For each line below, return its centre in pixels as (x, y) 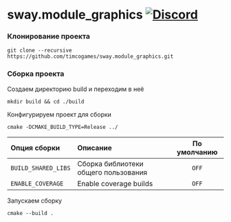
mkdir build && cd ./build (46, 101)
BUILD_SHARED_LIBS (41, 168)
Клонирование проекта (49, 37)
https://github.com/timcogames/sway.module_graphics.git (90, 57)
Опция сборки (35, 148)
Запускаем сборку (35, 201)
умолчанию (197, 152)
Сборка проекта (36, 74)
